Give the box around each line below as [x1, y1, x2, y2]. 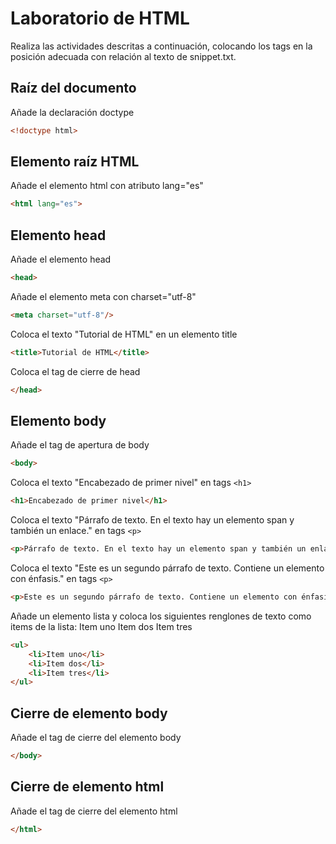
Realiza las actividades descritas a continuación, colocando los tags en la [10, 40, 313, 52]
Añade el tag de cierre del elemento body [10, 732, 182, 744]
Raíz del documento [10, 80, 137, 97]
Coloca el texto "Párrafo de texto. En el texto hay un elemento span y [10, 514, 295, 526]
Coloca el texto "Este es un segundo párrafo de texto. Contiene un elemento [10, 562, 325, 574]
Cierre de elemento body [10, 705, 168, 722]
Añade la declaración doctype [10, 106, 135, 118]
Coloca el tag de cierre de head [10, 365, 141, 377]
